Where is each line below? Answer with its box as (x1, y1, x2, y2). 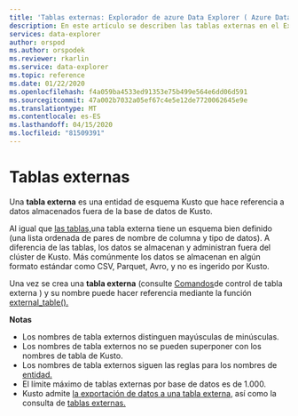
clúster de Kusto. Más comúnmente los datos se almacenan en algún (9, 251, 262, 262)
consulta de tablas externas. (21, 397, 126, 408)
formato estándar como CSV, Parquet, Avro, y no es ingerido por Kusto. (9, 260, 271, 271)
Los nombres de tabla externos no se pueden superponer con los (21, 340, 262, 351)
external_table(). (9, 297, 69, 308)
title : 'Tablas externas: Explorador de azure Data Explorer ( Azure (9, 12, 272, 22)
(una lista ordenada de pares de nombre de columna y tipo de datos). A (9, 232, 271, 243)
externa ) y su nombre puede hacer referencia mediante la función (9, 287, 253, 298)
